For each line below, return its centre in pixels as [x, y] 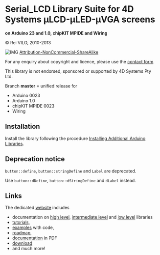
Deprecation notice [35, 159]
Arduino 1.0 [23, 100]
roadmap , [22, 233]
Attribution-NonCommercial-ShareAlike [59, 52]
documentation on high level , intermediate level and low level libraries [82, 217]
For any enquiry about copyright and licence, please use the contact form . [80, 61]
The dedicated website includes [37, 208]
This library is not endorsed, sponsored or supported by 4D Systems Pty [78, 71]
